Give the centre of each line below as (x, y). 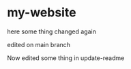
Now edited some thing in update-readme (66, 58)
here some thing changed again (52, 31)
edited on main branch (39, 44)
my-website (42, 13)
